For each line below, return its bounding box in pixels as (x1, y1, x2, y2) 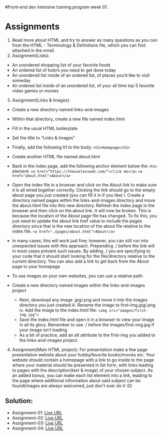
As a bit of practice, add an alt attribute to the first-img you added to (19, 332, 156, 338)
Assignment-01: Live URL (12, 410, 62, 416)
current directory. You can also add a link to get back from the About (12, 258, 149, 264)
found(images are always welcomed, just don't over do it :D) (12, 383, 133, 388)
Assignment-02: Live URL (12, 415, 63, 420)
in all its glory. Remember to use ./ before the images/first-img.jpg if (19, 321, 155, 327)
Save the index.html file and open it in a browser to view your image (19, 317, 155, 322)
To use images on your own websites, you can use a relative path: (12, 273, 144, 279)
